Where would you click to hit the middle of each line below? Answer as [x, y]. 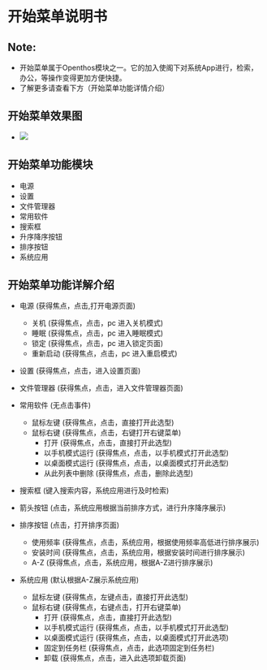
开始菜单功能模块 [50, 164]
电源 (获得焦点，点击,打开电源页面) [77, 306]
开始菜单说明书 [58, 17]
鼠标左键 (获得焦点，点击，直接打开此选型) [103, 422]
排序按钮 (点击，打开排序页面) [69, 525]
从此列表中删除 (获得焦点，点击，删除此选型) [118, 473]
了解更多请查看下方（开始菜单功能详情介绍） [94, 88]
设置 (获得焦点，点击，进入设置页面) [80, 371]
